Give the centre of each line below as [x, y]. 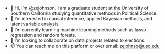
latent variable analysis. [35, 24]
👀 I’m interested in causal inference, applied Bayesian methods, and [81, 19]
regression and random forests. [43, 35]
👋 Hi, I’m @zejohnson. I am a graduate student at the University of [79, 8]
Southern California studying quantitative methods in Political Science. [84, 13]
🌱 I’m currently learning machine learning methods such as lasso [78, 30]
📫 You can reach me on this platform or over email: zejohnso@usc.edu [85, 46]
